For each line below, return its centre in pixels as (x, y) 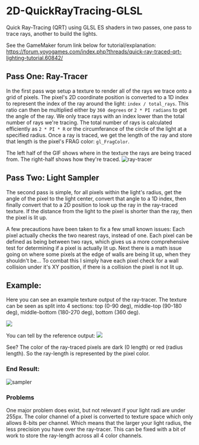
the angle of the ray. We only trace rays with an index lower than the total (95, 116)
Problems (20, 397)
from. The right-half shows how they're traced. (63, 159)
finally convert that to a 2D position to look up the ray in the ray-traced (92, 205)
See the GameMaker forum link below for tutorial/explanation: (81, 45)
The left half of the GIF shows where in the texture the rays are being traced (99, 153)
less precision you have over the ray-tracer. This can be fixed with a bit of (96, 429)
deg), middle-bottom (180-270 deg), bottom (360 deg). (73, 313)
